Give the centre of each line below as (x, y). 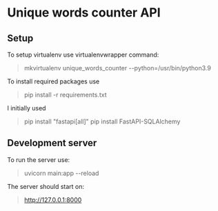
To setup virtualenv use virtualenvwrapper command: (83, 54)
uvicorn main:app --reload (61, 173)
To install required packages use (53, 81)
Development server (52, 143)
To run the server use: (39, 159)
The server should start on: (46, 186)
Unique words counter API (84, 13)
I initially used (27, 108)
